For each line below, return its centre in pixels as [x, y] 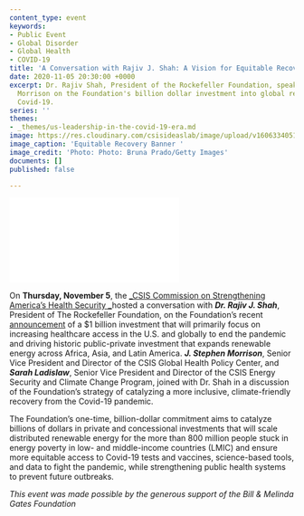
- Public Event [38, 34]
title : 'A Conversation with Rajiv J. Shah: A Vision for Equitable [141, 69]
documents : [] [36, 161]
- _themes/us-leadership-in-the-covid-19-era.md [103, 128]
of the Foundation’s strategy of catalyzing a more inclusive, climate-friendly [150, 392]
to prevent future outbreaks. [62, 477]
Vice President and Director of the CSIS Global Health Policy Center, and [144, 363]
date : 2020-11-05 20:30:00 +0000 [72, 77]
